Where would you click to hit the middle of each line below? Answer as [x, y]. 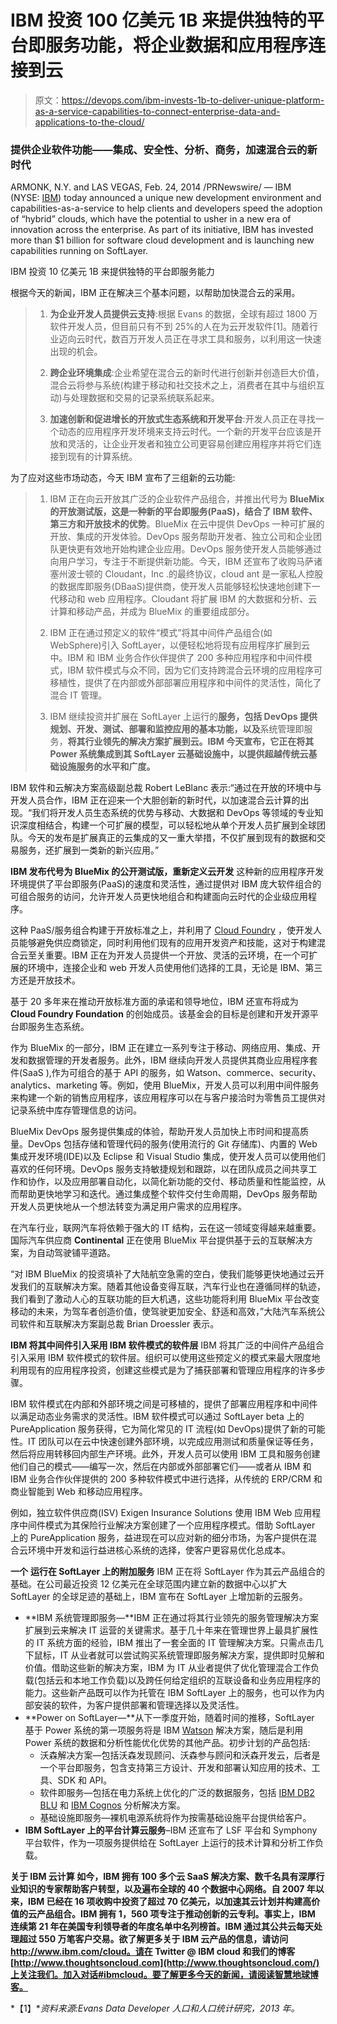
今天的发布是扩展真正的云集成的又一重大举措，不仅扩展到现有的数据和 [172, 838]
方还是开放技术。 [45, 980]
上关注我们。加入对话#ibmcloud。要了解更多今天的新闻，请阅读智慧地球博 [164, 1975]
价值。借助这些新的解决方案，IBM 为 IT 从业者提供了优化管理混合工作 [167, 1668]
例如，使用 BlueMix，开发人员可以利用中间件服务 [218, 1085]
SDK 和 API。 [85, 1780]
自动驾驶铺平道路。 [76, 1253]
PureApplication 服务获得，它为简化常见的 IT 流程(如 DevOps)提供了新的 [159, 1429]
